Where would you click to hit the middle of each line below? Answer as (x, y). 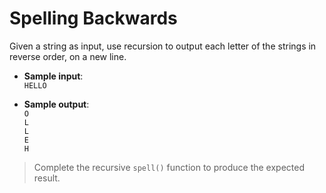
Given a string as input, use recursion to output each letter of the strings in (163, 46)
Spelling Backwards (93, 18)
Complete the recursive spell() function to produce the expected (169, 167)
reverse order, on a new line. (68, 56)
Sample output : (56, 104)
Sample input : (53, 76)
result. (47, 178)
